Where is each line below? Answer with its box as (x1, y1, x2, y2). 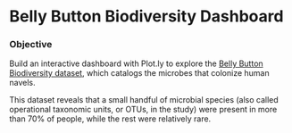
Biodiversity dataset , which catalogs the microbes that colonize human (9, 68, 270, 79)
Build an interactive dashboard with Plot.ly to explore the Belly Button (9, 58, 263, 69)
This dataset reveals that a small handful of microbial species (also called (9, 95, 279, 105)
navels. (9, 78, 36, 88)
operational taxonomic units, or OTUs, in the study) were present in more (9, 104, 278, 115)
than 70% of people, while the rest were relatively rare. (9, 113, 212, 124)
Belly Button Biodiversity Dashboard (9, 6, 284, 27)
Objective (9, 38, 53, 51)
